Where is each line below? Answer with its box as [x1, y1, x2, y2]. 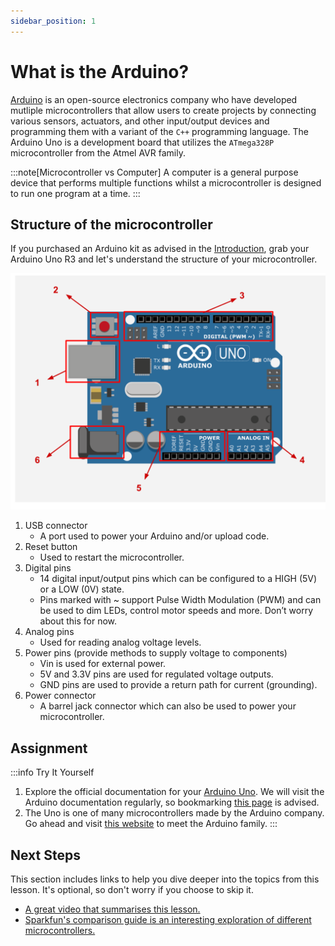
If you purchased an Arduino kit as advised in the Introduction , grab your [10, 243, 310, 255]
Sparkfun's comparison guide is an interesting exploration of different [24, 914, 312, 925]
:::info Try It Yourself [10, 766, 95, 779]
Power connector [24, 690, 97, 702]
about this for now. [39, 615, 118, 627]
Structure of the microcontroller [10, 216, 213, 233]
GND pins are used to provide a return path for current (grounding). [39, 679, 318, 691]
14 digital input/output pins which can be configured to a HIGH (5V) [39, 573, 318, 585]
